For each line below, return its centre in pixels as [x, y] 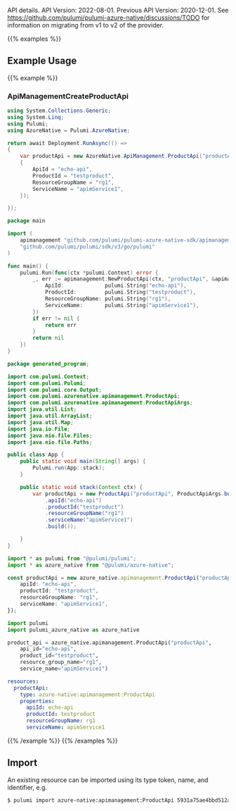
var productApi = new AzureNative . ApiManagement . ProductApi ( [111, 156]
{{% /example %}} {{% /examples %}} [63, 741]
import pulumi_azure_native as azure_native [73, 630]
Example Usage [42, 61]
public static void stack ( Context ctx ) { [81, 487]
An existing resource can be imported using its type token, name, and [108, 780]
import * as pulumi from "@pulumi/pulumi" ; [72, 558]
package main [26, 221]
